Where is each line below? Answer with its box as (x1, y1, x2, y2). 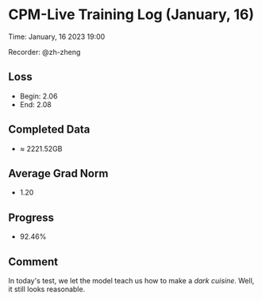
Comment (8, 255, 59, 268)
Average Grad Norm (8, 167, 109, 180)
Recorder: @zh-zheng (8, 47, 81, 56)
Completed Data (8, 123, 91, 137)
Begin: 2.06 (19, 91, 58, 101)
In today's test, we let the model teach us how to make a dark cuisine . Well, (8, 276, 255, 285)
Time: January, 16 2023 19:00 (8, 32, 106, 41)
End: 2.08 (19, 99, 52, 109)
